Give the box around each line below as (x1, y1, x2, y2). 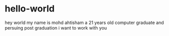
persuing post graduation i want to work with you (5, 24, 107, 30)
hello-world (5, 3, 55, 14)
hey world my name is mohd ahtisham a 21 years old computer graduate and (5, 19, 164, 25)
